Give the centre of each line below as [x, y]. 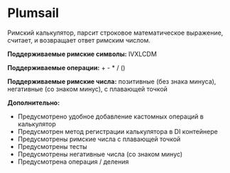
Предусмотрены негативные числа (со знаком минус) [100, 154]
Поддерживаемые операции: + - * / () [66, 67]
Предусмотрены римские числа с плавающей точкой [99, 139]
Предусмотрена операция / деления [73, 162]
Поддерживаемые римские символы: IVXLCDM [82, 54]
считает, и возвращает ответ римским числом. [79, 40]
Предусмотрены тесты [52, 146]
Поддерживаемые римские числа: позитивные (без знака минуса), [112, 81]
